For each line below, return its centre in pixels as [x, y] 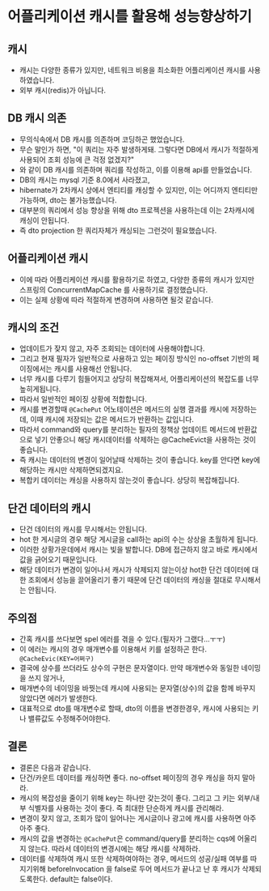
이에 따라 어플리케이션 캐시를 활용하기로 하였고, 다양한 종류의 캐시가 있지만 [137, 279]
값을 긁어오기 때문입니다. [58, 560]
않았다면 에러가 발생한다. [58, 698]
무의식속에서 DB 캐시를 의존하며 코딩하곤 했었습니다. [102, 139]
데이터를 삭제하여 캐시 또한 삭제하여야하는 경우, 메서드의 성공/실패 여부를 [134, 859]
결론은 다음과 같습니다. [55, 767]
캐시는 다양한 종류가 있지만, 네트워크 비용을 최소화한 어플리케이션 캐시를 [132, 70]
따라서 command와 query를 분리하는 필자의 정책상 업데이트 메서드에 [127, 429]
